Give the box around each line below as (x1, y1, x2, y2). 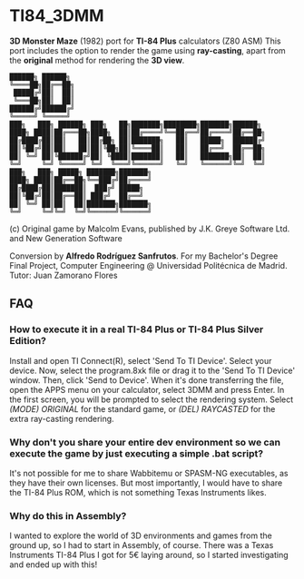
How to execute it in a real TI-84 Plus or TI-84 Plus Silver (9, 323, 264, 336)
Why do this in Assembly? (9, 509, 127, 522)
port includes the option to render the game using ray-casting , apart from (9, 44, 286, 55)
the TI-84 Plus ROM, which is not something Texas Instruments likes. (9, 486, 267, 497)
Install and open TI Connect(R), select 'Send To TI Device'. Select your (9, 355, 272, 366)
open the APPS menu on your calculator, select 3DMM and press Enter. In (9, 384, 285, 395)
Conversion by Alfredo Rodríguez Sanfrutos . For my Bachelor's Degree (9, 250, 279, 261)
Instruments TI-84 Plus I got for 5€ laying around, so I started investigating (9, 550, 289, 561)
